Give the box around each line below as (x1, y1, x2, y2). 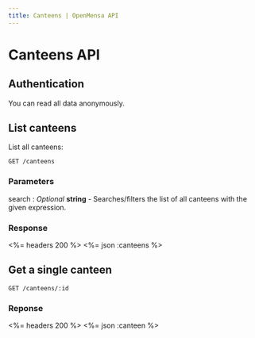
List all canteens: (8, 142, 64, 152)
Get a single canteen (8, 263, 113, 277)
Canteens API (8, 45, 101, 63)
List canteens (8, 121, 77, 135)
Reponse (8, 302, 44, 313)
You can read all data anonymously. (8, 98, 125, 108)
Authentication (8, 77, 85, 91)
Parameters (8, 176, 54, 187)
